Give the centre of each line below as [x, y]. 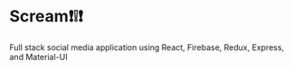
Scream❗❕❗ [47, 17]
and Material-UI [38, 56]
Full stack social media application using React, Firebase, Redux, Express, [147, 47]
